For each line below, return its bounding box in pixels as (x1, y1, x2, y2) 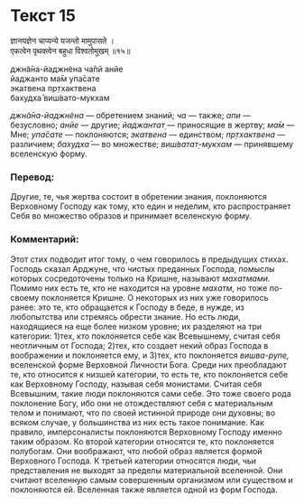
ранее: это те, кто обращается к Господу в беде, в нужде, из (10, 302, 244, 313)
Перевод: (10, 171, 55, 183)
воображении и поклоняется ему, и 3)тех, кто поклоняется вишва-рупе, (10, 350, 290, 360)
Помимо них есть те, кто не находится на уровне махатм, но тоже (10, 282, 268, 294)
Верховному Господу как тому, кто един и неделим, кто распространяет (10, 201, 291, 212)
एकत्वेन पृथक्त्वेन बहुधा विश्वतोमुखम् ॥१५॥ (10, 45, 131, 56)
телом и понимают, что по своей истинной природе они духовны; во (10, 407, 276, 418)
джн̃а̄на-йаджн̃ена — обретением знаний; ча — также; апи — (10, 109, 252, 120)
